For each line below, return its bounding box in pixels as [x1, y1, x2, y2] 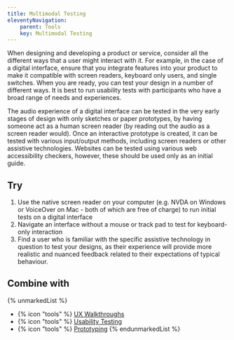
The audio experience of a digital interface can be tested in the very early [7, 107, 219, 115]
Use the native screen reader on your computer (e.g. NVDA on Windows [17, 198, 226, 206]
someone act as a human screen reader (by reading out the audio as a [7, 122, 210, 130]
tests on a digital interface [17, 213, 93, 221]
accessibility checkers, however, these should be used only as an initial [7, 152, 214, 160]
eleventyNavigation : [7, 17, 68, 24]
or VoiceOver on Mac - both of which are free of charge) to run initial [17, 206, 216, 214]
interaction [31, 228, 63, 236]
